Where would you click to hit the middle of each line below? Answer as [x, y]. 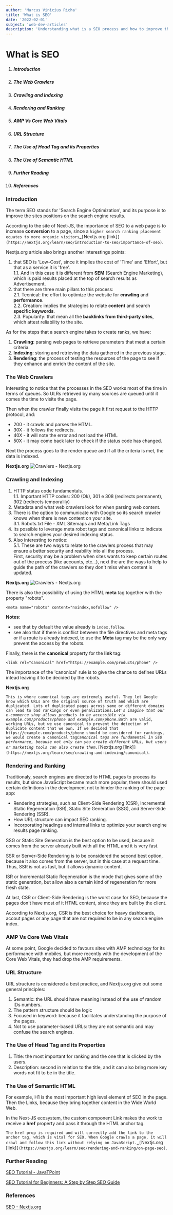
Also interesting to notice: [40, 540]
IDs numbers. [27, 1004]
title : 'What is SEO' [29, 15]
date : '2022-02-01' [27, 20]
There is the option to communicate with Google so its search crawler [87, 512]
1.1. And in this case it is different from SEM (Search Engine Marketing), [88, 273]
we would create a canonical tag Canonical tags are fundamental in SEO [84, 737]
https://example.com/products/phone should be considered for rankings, [85, 733]
